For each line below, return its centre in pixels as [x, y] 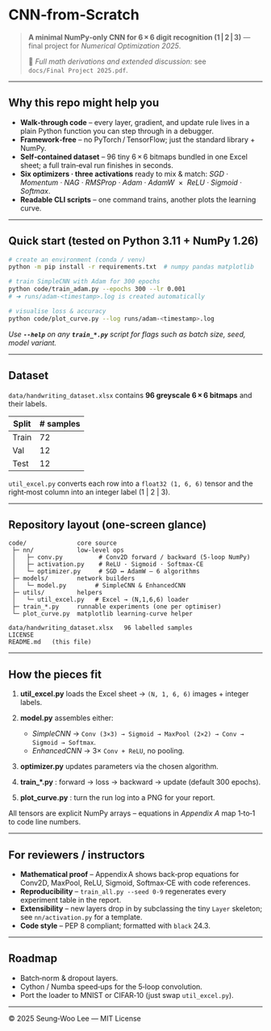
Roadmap [33, 959]
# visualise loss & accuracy [57, 311]
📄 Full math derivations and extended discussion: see [117, 61]
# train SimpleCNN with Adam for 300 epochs [84, 282]
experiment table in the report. [71, 900]
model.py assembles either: [67, 718]
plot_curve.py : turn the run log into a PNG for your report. [117, 798]
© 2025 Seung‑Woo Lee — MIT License [75, 1018]
